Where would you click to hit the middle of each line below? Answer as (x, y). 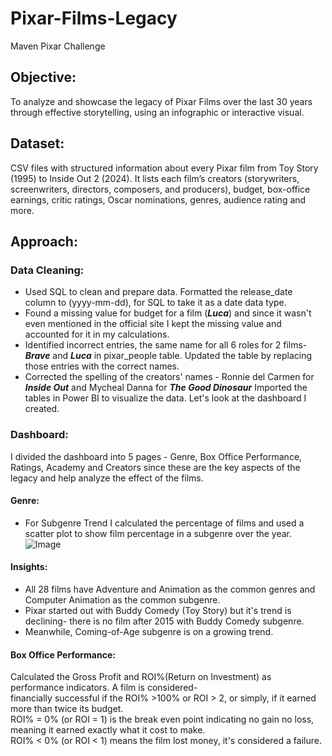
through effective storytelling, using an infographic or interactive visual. (157, 112)
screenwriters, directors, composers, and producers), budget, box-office (160, 189)
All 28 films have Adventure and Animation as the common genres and (170, 589)
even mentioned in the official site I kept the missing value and (153, 324)
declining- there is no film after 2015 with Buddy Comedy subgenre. (164, 621)
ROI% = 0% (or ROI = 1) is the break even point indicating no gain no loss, (162, 719)
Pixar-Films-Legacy (94, 18)
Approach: (44, 241)
